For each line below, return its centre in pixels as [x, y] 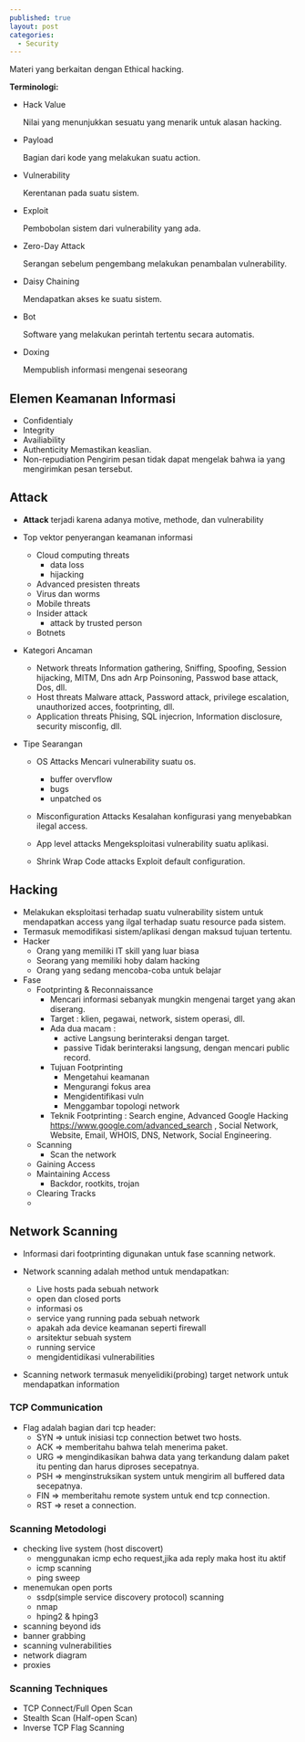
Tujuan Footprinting [86, 1067]
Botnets [51, 632]
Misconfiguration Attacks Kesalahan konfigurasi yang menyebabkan [164, 816]
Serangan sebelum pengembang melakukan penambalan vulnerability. [155, 264]
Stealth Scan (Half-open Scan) [80, 1718]
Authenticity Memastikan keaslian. [87, 450]
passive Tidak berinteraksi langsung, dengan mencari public [176, 1048]
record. [77, 1057]
